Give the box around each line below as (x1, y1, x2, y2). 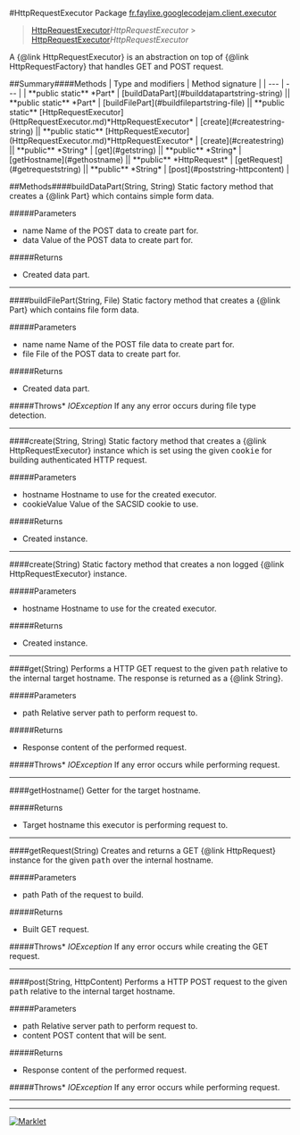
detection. (9, 410, 47, 421)
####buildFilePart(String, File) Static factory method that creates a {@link (9, 295, 281, 305)
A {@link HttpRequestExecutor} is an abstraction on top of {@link (9, 52, 249, 62)
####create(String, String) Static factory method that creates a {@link (9, 436, 267, 446)
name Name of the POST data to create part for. (21, 225, 199, 236)
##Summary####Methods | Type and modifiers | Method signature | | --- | (9, 79, 284, 88)
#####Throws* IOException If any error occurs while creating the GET (9, 941, 269, 952)
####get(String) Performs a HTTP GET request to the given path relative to (9, 663, 288, 673)
